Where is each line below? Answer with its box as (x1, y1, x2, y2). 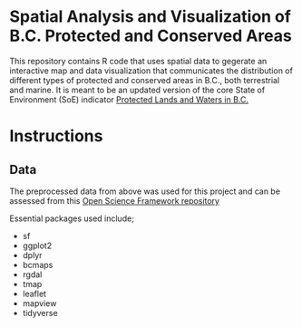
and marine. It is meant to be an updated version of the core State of (9, 84, 266, 95)
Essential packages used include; (9, 213, 134, 224)
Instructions (9, 126, 103, 147)
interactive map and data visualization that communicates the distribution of (9, 65, 293, 76)
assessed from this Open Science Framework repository (9, 195, 220, 206)
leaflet (22, 288, 47, 299)
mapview (22, 297, 57, 309)
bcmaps (22, 259, 54, 270)
